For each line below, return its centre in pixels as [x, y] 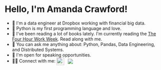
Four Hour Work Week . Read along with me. [57, 39]
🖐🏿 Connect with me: [34, 60]
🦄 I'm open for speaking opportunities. [51, 55]
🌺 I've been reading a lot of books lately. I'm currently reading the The [84, 33]
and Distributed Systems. [38, 49]
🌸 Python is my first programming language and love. [67, 28]
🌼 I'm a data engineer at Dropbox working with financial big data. [79, 23]
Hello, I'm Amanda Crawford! [66, 9]
